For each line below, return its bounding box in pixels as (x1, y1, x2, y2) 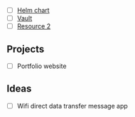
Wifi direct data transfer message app (16, 101, 129, 110)
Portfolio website (16, 62, 67, 70)
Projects (6, 43, 45, 55)
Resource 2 (16, 22, 51, 30)
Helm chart (16, 6, 50, 14)
